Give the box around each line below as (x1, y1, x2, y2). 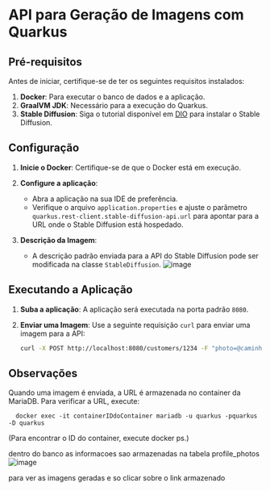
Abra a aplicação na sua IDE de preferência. (31, 194, 179, 204)
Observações (8, 366, 78, 380)
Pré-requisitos (8, 55, 83, 69)
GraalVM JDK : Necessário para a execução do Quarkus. (19, 101, 208, 110)
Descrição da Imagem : (19, 235, 98, 245)
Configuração (8, 141, 80, 155)
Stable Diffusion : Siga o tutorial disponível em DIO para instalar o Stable (19, 109, 260, 119)
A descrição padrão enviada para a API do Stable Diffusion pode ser (31, 250, 260, 260)
